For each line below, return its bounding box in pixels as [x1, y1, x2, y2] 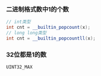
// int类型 [6, 19, 31, 25]
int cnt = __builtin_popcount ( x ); [6, 25, 91, 31]
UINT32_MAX [6, 64, 33, 70]
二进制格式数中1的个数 [6, 5, 69, 13]
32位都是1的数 [6, 50, 47, 58]
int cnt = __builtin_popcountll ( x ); [6, 35, 96, 41]
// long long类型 [6, 30, 47, 36]
